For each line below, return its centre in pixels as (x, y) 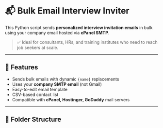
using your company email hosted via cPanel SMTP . (57, 32)
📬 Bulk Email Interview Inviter (67, 11)
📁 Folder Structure (33, 120)
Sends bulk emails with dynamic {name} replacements (65, 79)
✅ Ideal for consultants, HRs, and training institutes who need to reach (87, 42)
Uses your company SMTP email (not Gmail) (57, 84)
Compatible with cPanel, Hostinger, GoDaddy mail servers (71, 99)
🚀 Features (22, 67)
